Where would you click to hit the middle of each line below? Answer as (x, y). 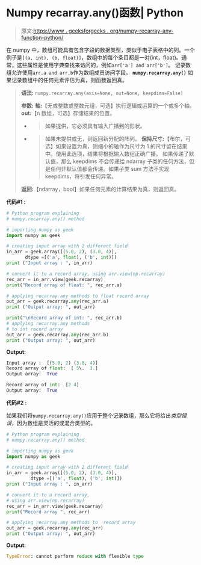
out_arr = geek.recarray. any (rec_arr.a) (58, 301)
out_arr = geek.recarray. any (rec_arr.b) (58, 335)
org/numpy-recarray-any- (142, 31)
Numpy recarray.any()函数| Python (95, 13)
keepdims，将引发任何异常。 (81, 176)
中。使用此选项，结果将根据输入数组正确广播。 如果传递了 (117, 153)
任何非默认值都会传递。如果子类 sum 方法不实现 (110, 168)
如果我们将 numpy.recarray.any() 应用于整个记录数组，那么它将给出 (89, 415)
